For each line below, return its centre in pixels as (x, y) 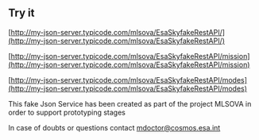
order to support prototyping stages (67, 112)
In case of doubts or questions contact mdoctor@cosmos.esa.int (114, 127)
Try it (21, 13)
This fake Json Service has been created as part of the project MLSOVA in (130, 103)
